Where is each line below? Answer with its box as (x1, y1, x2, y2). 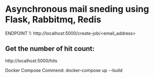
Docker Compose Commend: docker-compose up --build (5, 67, 123, 73)
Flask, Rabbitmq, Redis (5, 14, 101, 25)
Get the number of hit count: (5, 44, 95, 53)
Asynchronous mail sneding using (5, 3, 149, 15)
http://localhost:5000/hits (5, 58, 58, 64)
